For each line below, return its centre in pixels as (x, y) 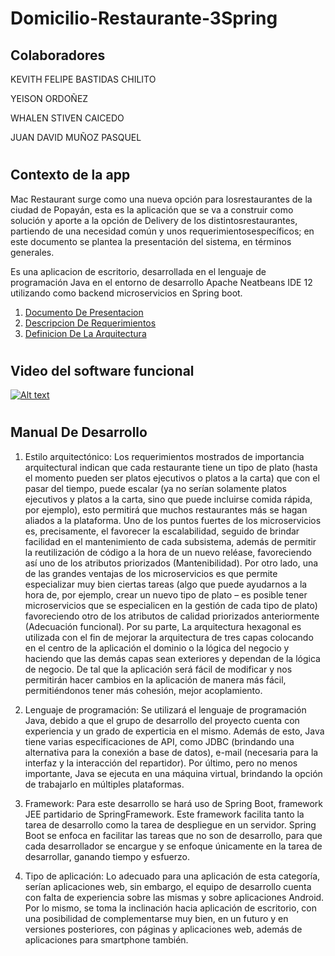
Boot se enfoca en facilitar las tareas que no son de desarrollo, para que (173, 835)
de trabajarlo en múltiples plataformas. (104, 784)
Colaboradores (58, 55)
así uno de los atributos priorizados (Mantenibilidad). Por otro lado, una (171, 563)
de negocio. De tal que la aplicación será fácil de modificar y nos (158, 669)
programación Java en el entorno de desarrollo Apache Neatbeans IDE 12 (161, 282)
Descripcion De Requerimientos (90, 323)
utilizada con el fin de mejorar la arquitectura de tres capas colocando (169, 637)
